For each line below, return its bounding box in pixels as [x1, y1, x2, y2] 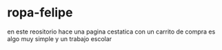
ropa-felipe [7, 5, 73, 21]
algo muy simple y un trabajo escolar [7, 34, 112, 42]
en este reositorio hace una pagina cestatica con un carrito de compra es [7, 27, 216, 36]
